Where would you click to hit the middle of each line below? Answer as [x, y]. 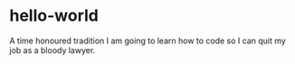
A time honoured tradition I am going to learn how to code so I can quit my [148, 41]
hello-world [54, 16]
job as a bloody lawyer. [52, 50]
